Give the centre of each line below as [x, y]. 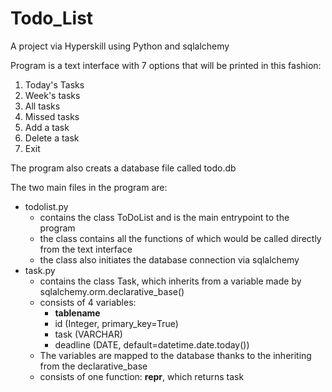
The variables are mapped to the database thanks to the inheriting [175, 355]
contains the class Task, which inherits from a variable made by [170, 281]
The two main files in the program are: [89, 187]
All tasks [42, 106]
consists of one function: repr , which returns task [142, 376]
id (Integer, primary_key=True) [116, 323]
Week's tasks [52, 95]
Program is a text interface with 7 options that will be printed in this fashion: [166, 65]
